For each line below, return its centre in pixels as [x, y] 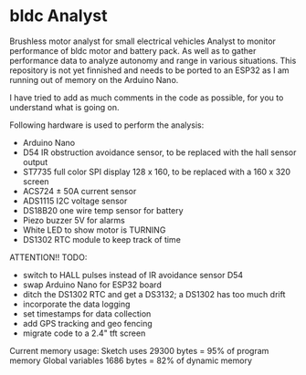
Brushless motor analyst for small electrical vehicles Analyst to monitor [143, 41]
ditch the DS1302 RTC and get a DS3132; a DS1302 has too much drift [154, 294]
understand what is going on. [64, 107]
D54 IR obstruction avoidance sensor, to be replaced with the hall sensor [159, 152]
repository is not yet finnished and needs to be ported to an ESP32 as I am [149, 70]
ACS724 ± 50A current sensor [79, 191]
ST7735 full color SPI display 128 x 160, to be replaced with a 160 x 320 [156, 172]
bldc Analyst [58, 16]
